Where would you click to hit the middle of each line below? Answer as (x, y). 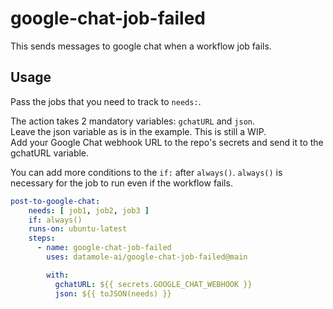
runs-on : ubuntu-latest (78, 229)
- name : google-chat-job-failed (104, 248)
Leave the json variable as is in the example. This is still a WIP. (138, 131)
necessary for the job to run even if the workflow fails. (121, 183)
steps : (42, 238)
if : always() (55, 220)
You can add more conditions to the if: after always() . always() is (146, 172)
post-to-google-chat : (55, 201)
